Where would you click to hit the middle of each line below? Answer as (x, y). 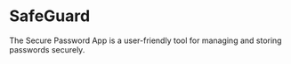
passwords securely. (47, 49)
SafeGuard (50, 16)
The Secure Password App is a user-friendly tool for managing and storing (145, 40)
